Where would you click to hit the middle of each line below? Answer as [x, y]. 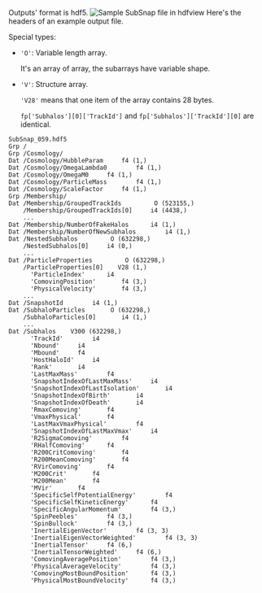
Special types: [33, 37]
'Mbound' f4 [57, 353]
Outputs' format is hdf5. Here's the [125, 13]
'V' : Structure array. [54, 84]
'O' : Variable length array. [63, 52]
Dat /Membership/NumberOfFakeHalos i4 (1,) [92, 225]
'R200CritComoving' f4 [79, 452]
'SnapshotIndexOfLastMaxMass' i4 [94, 382]
